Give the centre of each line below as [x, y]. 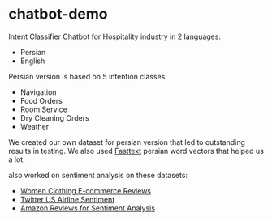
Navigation [38, 92]
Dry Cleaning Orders [54, 117]
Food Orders [41, 100]
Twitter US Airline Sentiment [67, 199]
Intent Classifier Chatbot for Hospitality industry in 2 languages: [115, 36]
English [32, 61]
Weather [35, 126]
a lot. [17, 159]
